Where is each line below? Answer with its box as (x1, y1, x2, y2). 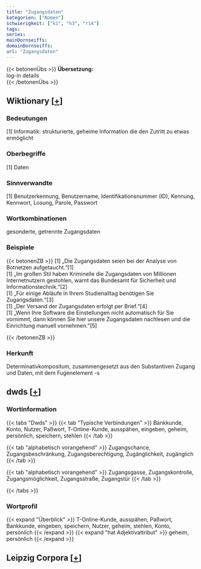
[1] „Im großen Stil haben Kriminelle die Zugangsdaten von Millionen (6, 270, 177, 277)
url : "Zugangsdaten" (6, 49, 59, 55)
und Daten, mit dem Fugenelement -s (6, 369, 100, 376)
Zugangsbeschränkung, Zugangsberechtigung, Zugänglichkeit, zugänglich (6, 450, 194, 458)
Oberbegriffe (6, 150, 46, 158)
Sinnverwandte (6, 178, 53, 187)
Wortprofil (6, 502, 38, 511)
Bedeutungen (6, 114, 48, 122)
